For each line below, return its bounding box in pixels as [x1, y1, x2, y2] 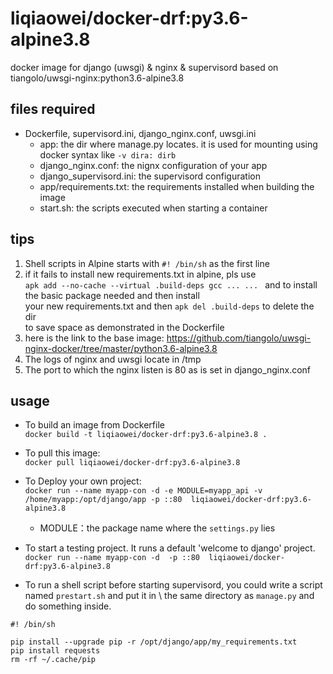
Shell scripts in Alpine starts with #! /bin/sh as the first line [24, 257, 270, 269]
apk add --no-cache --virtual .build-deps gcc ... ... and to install [24, 278, 318, 291]
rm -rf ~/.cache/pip [10, 655, 97, 665]
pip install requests [10, 646, 101, 656]
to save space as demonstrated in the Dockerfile [24, 321, 225, 333]
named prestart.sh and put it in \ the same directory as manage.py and [24, 590, 315, 602]
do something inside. [24, 600, 112, 612]
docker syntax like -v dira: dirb [39, 148, 177, 161]
